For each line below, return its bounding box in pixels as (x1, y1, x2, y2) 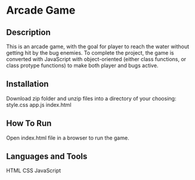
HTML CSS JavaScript (6, 167, 61, 174)
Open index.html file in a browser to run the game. (6, 134, 129, 141)
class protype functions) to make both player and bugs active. (6, 62, 159, 69)
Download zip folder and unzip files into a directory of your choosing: (6, 94, 177, 102)
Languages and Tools (6, 151, 88, 162)
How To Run (6, 118, 52, 128)
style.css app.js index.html (6, 101, 72, 108)
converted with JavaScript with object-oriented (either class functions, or (6, 56, 187, 62)
